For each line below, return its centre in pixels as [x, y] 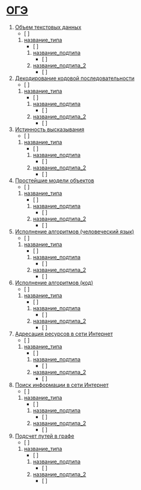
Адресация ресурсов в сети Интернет [64, 334]
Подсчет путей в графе [44, 436]
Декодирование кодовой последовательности [75, 78]
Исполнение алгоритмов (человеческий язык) [74, 231]
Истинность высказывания [49, 129]
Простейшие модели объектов [54, 180]
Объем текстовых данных [48, 27]
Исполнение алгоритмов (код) [54, 283]
